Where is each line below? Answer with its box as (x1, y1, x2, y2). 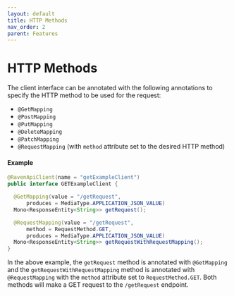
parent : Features (7, 30, 58, 37)
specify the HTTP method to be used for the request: (7, 91, 161, 99)
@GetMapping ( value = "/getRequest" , (13, 193, 121, 201)
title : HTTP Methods (7, 17, 68, 24)
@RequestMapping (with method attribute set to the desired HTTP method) (17, 142, 226, 151)
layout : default (7, 10, 55, 18)
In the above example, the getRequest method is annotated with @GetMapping (7, 258, 228, 266)
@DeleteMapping (17, 128, 63, 136)
